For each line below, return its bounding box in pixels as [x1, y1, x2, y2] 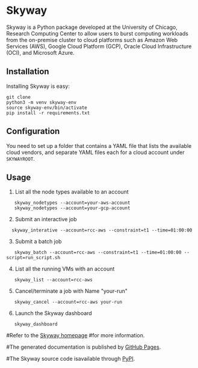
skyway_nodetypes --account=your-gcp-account [14, 205, 131, 211]
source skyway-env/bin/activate [6, 105, 87, 111]
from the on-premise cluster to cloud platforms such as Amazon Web [6, 36, 178, 43]
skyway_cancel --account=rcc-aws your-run [14, 299, 122, 305]
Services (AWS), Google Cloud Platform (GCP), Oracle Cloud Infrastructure [6, 43, 192, 50]
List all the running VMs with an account [14, 265, 115, 272]
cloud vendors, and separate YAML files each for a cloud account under [6, 149, 185, 156]
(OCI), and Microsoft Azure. [6, 49, 75, 56]
